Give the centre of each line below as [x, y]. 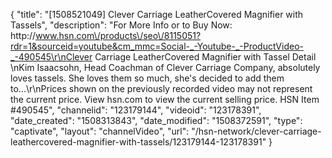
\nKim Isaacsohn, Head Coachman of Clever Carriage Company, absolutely [165, 67]
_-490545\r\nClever [51, 57]
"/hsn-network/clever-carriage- [256, 131]
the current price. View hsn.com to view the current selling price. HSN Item [165, 99]
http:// [23, 35]
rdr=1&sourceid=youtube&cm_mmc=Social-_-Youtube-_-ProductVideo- [157, 46]
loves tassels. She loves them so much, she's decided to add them [147, 78]
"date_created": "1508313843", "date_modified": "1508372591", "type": [156, 120]
